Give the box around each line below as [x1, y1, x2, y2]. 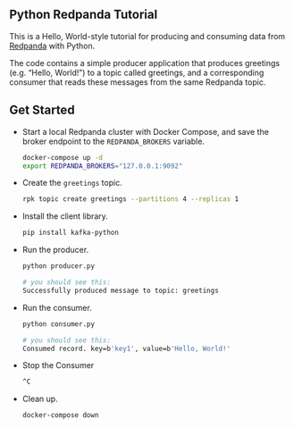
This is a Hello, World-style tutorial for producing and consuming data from [9, 30, 286, 41]
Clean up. [21, 393, 58, 405]
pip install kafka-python [21, 228, 119, 238]
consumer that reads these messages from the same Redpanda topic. [9, 76, 266, 88]
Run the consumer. [21, 302, 92, 313]
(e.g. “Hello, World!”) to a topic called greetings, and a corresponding [9, 67, 265, 78]
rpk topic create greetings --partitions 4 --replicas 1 [21, 195, 239, 204]
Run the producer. [21, 245, 89, 256]
